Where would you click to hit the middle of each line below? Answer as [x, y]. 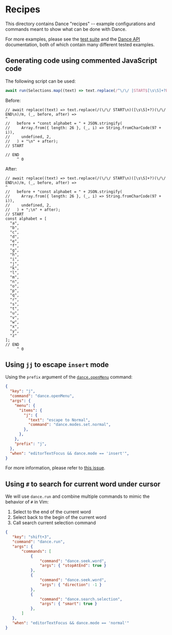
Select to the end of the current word [52, 512]
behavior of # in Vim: [27, 502]
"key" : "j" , [23, 391]
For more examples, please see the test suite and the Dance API [73, 39]
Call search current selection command [54, 523]
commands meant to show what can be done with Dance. [66, 29]
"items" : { [30, 410]
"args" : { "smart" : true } [68, 604]
